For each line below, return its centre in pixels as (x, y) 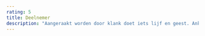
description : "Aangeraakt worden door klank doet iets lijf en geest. (98, 23)
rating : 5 (19, 12)
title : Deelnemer (28, 18)
